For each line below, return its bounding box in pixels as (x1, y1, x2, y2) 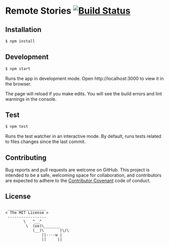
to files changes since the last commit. (5, 138, 86, 145)
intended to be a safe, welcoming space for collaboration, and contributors (5, 172, 161, 179)
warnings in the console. (5, 96, 57, 102)
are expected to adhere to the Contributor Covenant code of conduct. (5, 178, 151, 184)
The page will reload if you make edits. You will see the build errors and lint (5, 90, 162, 96)
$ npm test (5, 124, 28, 129)
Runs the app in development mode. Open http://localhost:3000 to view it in (5, 75, 164, 81)
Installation (5, 25, 42, 34)
